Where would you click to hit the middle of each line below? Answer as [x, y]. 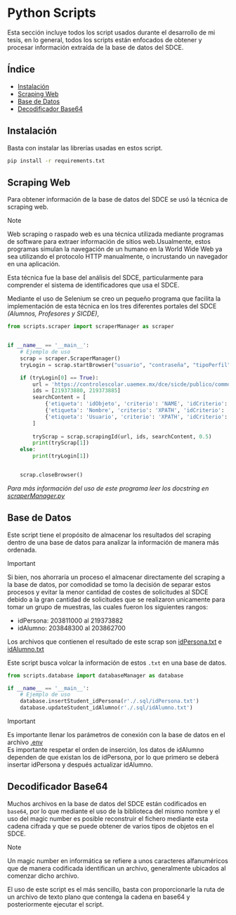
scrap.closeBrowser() [51, 475]
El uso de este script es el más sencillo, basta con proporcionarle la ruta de [116, 889]
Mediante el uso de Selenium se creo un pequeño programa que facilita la [114, 299]
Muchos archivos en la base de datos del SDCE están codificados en [107, 803]
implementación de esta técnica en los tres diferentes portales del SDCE [112, 306]
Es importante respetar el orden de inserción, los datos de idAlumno [106, 750]
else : [28, 450]
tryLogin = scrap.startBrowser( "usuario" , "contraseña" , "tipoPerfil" [125, 365]
